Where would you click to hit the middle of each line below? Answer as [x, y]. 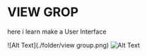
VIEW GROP [43, 12]
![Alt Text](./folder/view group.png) [58, 45]
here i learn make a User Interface [57, 31]
